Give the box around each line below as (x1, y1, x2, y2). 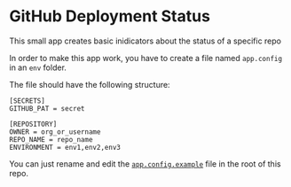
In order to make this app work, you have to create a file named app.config (9, 52, 282, 63)
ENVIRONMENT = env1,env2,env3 (9, 143, 122, 152)
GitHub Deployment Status (9, 6, 211, 27)
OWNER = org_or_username (9, 127, 101, 136)
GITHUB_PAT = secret (9, 104, 86, 113)
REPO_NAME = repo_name (9, 135, 93, 144)
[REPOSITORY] (9, 120, 58, 129)
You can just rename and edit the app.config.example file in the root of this (9, 158, 281, 169)
